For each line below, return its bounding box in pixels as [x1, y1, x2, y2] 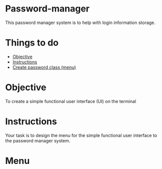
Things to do [5, 37, 59, 48]
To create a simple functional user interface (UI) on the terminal [5, 98, 136, 104]
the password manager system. [5, 137, 71, 143]
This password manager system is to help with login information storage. [5, 19, 155, 25]
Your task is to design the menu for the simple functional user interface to [5, 132, 157, 138]
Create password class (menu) [12, 64, 76, 70]
